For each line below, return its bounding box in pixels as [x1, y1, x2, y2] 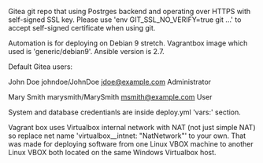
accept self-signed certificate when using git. [8, 24, 156, 32]
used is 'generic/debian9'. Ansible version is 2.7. [8, 47, 165, 56]
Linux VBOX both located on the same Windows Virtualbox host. [8, 148, 217, 157]
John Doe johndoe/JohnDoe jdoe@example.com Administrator [8, 78, 211, 86]
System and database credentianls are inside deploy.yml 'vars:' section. [8, 107, 242, 117]
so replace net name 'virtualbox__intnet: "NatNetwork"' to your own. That [8, 131, 246, 140]
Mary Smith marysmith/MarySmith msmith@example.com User [8, 92, 213, 101]
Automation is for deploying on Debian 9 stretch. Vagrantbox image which [8, 38, 248, 48]
